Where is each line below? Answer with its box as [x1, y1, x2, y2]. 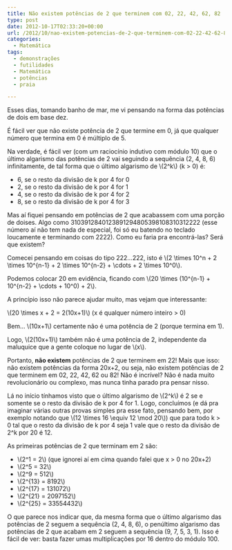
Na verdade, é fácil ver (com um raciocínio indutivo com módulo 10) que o [7, 147, 217, 156]
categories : [7, 36, 41, 43]
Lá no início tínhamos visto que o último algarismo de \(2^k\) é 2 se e [7, 392, 204, 400]
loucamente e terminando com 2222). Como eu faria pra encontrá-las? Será [7, 233, 224, 241]
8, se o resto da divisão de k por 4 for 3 [17, 198, 130, 206]
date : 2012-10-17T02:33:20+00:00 [7, 23, 104, 30]
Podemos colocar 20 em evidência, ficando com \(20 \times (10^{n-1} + [7, 275, 211, 283]
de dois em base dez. [7, 113, 69, 122]
